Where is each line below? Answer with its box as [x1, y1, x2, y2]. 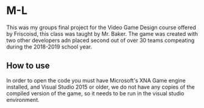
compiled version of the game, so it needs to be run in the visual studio [6, 89, 185, 97]
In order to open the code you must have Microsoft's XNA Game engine [6, 76, 186, 84]
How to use [6, 61, 50, 71]
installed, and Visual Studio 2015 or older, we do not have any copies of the [6, 83, 195, 90]
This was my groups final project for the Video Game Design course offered [6, 24, 196, 31]
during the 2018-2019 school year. [6, 43, 93, 50]
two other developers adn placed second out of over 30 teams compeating [6, 36, 195, 44]
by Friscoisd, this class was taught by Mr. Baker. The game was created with [6, 30, 199, 37]
